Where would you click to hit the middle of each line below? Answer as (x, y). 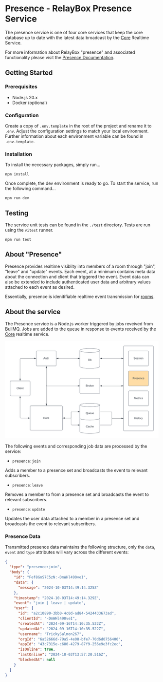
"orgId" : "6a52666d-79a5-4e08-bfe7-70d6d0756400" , (70, 639)
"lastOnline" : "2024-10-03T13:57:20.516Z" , (63, 655)
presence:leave (27, 486)
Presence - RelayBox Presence (69, 9)
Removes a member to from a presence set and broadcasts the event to (77, 494)
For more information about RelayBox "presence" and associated (70, 52)
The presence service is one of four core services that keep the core (74, 32)
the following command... (30, 189)
